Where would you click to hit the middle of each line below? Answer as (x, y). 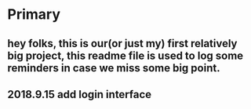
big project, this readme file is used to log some (125, 55)
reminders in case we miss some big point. (114, 68)
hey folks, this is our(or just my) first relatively (122, 44)
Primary (34, 15)
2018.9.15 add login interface (80, 94)
